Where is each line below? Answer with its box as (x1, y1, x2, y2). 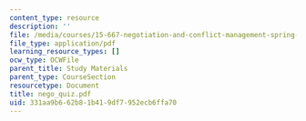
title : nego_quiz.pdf (9, 89, 92, 98)
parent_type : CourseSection (9, 73, 117, 82)
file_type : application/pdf (9, 38, 117, 48)
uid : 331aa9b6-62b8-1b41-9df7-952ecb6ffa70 (9, 97, 178, 107)
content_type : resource (9, 13, 100, 23)
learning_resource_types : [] (9, 47, 120, 56)
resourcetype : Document (9, 81, 100, 90)
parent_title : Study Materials (9, 65, 128, 74)
